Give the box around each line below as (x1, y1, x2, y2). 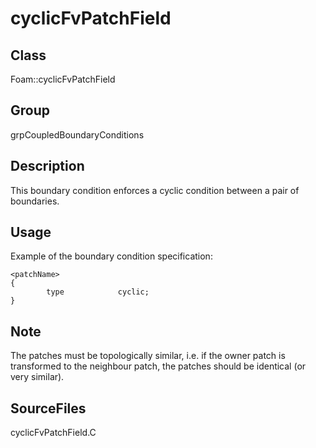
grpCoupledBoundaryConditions (10, 128, 145, 141)
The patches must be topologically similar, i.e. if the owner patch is (10, 350, 286, 362)
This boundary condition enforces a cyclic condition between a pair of (10, 184, 300, 196)
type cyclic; (46, 287, 150, 297)
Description (10, 158, 85, 175)
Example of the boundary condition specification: (10, 250, 213, 262)
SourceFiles (10, 400, 87, 417)
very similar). (10, 371, 65, 383)
